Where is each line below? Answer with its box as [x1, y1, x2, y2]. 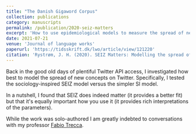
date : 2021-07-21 [6, 36, 48, 41]
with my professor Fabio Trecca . [6, 121, 84, 128]
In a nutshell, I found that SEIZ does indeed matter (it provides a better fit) [6, 91, 183, 98]
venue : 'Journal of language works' [6, 41, 95, 47]
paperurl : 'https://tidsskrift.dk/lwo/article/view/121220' [6, 47, 156, 52]
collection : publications [6, 14, 69, 20]
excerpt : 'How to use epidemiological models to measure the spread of [6, 30, 184, 36]
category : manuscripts [6, 19, 61, 25]
